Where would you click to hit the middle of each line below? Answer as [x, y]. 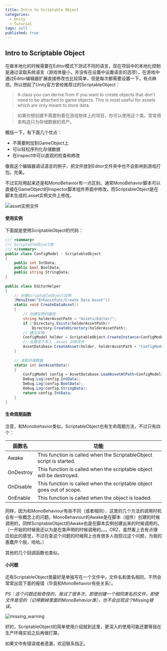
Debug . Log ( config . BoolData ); [53, 384]
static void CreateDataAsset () [46, 305]
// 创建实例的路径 [39, 314]
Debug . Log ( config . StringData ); [55, 388]
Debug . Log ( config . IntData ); [52, 379]
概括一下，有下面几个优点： [34, 132]
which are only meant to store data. [54, 105]
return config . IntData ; [47, 393]
